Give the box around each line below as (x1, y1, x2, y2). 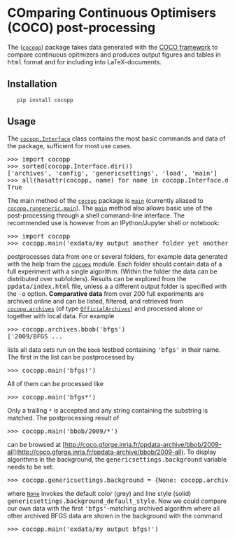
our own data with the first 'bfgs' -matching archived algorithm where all (7, 504, 220, 512)
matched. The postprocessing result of (7, 413, 120, 422)
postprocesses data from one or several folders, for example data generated (7, 252, 228, 260)
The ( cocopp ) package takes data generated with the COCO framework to (7, 43, 218, 51)
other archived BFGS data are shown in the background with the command (7, 511, 222, 520)
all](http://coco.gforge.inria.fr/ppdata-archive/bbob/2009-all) (7, 448, 184, 456)
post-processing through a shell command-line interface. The (7, 211, 185, 220)
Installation (7, 78, 57, 90)
